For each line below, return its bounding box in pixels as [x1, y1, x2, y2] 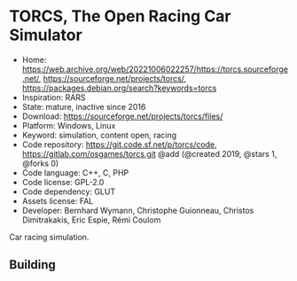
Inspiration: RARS [21, 91, 86, 103]
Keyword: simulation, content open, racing [21, 129, 177, 140]
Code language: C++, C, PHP [21, 167, 129, 178]
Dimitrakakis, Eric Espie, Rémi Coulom [21, 215, 161, 225]
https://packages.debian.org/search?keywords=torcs [21, 82, 217, 93]
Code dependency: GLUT [21, 186, 116, 197]
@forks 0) [21, 158, 59, 168]
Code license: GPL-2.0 [21, 176, 105, 187]
